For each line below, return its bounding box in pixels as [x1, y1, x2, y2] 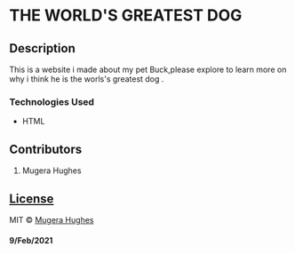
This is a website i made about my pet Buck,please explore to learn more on [9, 64, 287, 75]
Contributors [9, 141, 83, 156]
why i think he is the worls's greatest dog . [9, 74, 164, 84]
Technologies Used [9, 95, 95, 107]
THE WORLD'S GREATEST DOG [9, 5, 243, 26]
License [9, 191, 54, 206]
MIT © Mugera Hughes [9, 214, 94, 225]
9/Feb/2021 [9, 234, 53, 245]
